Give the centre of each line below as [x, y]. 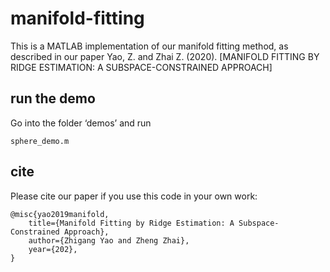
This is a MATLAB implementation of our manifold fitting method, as [149, 46]
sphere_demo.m [40, 141]
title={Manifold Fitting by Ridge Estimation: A [131, 223]
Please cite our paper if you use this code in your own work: [134, 196]
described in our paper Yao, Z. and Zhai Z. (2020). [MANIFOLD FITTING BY [165, 56]
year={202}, [53, 249]
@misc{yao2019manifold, [60, 214]
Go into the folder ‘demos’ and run [81, 123]
